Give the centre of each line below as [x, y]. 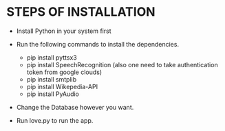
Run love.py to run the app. [55, 120]
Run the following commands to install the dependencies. [98, 44]
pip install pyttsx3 [52, 57]
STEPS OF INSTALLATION [81, 12]
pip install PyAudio [53, 94]
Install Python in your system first [64, 31]
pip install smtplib [52, 79]
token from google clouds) [64, 72]
